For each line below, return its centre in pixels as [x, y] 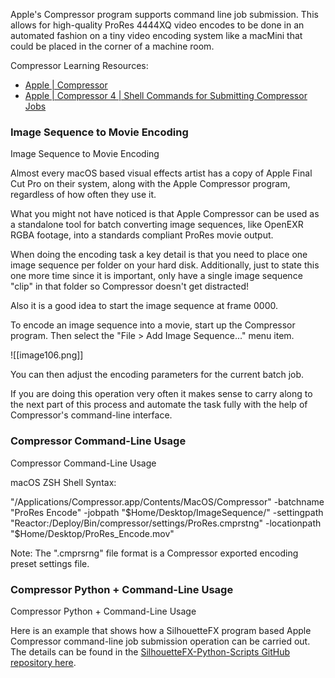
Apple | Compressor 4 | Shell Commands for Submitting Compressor [166, 95]
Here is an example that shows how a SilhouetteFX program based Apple [161, 630]
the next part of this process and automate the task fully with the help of [159, 405]
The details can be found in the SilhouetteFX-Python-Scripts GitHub [150, 651]
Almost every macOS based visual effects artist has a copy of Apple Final [161, 173]
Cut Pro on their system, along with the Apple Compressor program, [150, 184]
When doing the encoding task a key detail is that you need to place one [159, 255]
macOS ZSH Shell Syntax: [63, 482]
